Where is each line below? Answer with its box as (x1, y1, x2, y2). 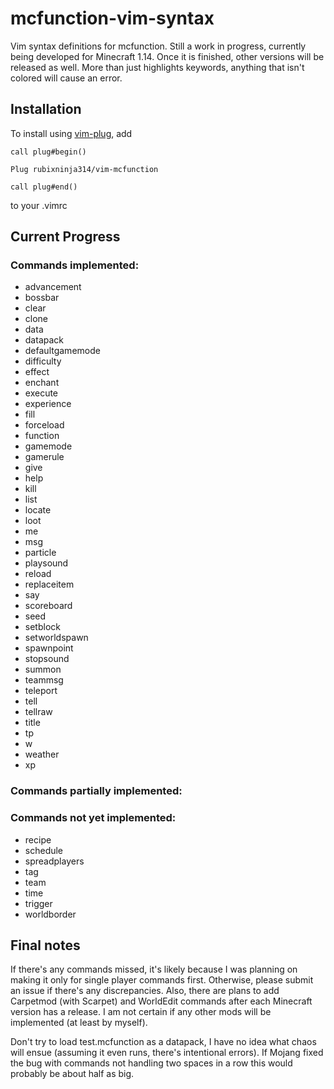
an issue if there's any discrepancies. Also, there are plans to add (10, 985, 280, 997)
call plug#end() (10, 182, 78, 192)
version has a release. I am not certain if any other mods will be (10, 1006, 272, 1018)
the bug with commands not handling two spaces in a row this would (10, 1057, 293, 1069)
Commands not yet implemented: (10, 811, 177, 825)
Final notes (10, 937, 81, 954)
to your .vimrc (10, 199, 68, 211)
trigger (24, 897, 53, 909)
